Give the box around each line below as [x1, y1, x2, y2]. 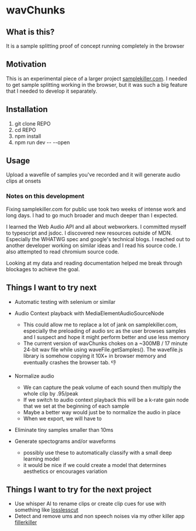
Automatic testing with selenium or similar [14, 298, 116, 305]
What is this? [6, 27, 55, 37]
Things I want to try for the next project [6, 485, 152, 495]
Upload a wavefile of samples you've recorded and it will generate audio [6, 171, 180, 178]
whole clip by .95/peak [23, 390, 78, 397]
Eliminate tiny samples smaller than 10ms [14, 426, 114, 433]
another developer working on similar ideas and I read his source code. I [6, 242, 180, 249]
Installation [6, 104, 48, 114]
